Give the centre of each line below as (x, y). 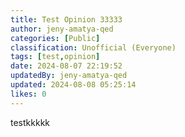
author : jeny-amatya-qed (62, 29)
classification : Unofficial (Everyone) (93, 47)
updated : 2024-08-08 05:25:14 (73, 85)
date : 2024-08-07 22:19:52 (66, 66)
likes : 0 (28, 94)
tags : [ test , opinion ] (55, 57)
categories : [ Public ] (55, 38)
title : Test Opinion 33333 (66, 19)
